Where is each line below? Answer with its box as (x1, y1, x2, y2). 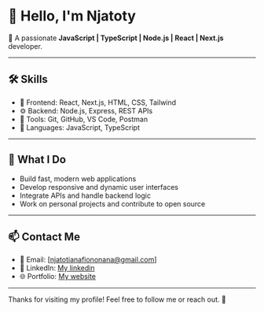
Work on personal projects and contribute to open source (19, 199, 206, 208)
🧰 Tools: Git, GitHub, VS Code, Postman (19, 114, 148, 124)
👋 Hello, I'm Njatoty (8, 7, 136, 25)
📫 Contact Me (8, 230, 81, 243)
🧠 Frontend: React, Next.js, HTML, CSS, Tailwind (19, 98, 177, 107)
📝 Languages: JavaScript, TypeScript (19, 122, 140, 132)
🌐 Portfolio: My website (19, 272, 97, 281)
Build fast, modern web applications (19, 173, 137, 184)
